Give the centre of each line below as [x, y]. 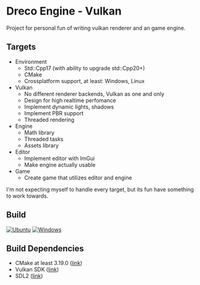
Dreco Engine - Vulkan [64, 11]
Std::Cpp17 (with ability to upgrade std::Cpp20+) [85, 68]
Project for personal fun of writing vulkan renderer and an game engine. [96, 28]
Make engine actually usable [60, 164]
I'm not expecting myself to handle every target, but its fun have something [100, 189]
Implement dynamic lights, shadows [69, 107]
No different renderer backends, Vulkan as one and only [94, 94]
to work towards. [27, 196]
